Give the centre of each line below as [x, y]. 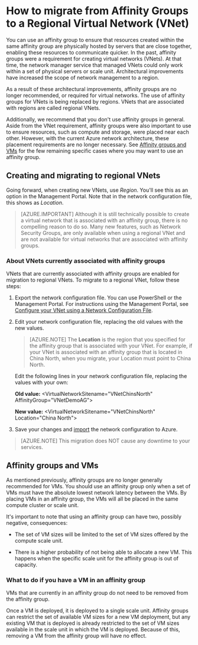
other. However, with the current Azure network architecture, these [88, 138]
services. [32, 447]
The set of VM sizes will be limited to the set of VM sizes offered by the [101, 534]
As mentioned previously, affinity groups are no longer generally [84, 480]
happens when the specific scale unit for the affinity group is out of [97, 558]
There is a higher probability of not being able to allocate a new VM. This [103, 552]
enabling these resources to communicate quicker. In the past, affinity [91, 52]
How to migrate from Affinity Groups [98, 11]
